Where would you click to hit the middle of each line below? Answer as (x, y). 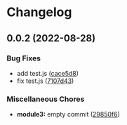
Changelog (39, 12)
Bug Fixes (24, 58)
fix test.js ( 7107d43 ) (45, 81)
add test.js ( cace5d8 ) (47, 73)
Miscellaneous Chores (46, 99)
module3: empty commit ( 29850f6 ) (68, 114)
